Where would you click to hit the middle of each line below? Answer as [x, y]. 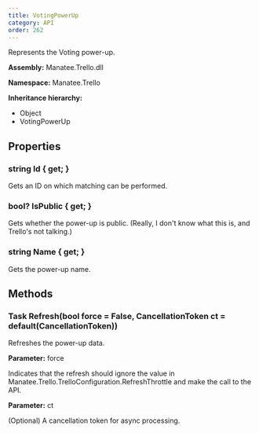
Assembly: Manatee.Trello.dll [56, 68]
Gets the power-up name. [49, 269]
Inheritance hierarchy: [45, 98]
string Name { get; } [46, 252]
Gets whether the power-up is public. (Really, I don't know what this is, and [129, 223]
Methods [31, 294]
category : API [31, 23]
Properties [35, 146]
